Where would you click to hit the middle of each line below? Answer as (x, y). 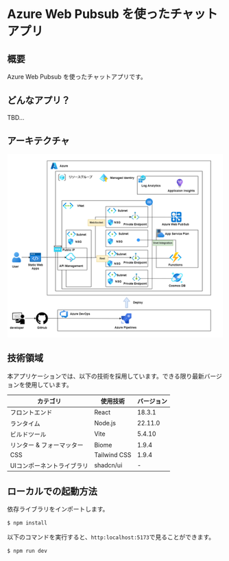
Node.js (105, 423)
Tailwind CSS (113, 455)
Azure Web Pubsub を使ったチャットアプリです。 (77, 77)
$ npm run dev (27, 551)
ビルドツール (28, 434)
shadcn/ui (108, 465)
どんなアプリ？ (39, 100)
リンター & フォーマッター (47, 445)
